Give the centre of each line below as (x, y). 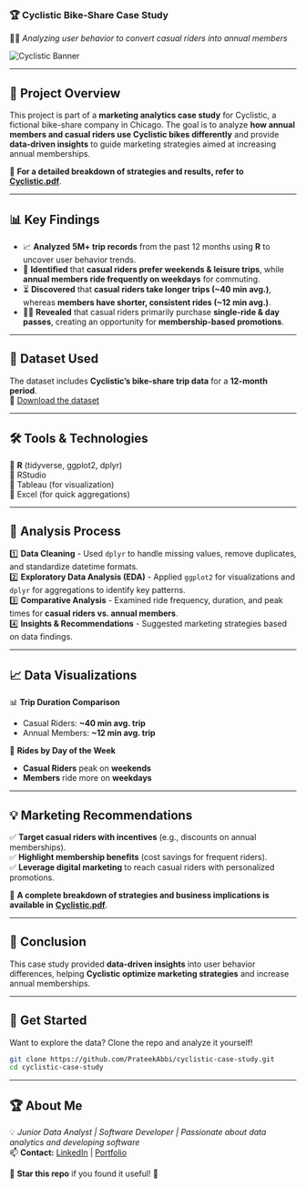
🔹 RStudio (28, 475)
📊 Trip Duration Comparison (65, 702)
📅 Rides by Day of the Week (63, 751)
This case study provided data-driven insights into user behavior (133, 964)
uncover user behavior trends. (79, 260)
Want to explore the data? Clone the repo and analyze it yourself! (131, 1042)
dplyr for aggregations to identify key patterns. (97, 590)
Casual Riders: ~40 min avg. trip (84, 723)
